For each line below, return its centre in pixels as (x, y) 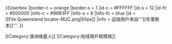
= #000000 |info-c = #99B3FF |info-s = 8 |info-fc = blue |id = (71, 13)
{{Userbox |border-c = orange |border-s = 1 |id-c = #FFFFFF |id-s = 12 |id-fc (86, 8)
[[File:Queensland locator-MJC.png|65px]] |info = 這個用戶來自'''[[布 (78, 19)
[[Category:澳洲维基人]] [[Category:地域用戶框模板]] (60, 36)
